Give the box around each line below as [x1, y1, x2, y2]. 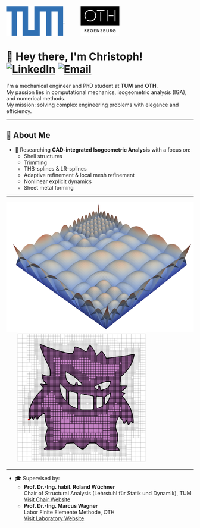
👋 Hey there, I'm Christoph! [6, 50, 143, 64]
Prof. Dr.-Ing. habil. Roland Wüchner [23, 483, 115, 490]
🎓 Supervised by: [14, 474, 60, 482]
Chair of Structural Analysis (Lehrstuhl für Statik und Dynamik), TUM [23, 489, 192, 496]
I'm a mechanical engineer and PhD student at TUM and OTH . [6, 82, 158, 89]
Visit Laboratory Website [23, 514, 85, 522]
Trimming [23, 159, 48, 166]
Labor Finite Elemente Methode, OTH [23, 508, 115, 516]
